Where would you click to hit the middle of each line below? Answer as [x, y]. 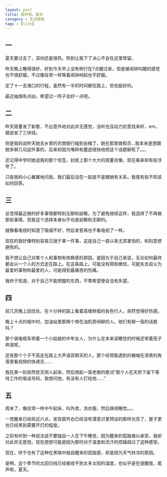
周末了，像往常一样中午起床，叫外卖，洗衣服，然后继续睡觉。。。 [70, 408]
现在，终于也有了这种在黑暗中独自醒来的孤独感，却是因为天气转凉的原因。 [81, 453]
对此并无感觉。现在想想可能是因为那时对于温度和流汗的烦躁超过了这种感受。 [83, 442]
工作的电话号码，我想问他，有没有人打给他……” [57, 378]
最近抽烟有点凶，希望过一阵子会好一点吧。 [49, 96]
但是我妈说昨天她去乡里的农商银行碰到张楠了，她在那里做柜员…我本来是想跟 [83, 143]
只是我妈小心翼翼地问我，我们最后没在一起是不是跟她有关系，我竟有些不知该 [83, 177]
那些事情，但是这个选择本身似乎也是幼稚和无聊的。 [57, 220]
